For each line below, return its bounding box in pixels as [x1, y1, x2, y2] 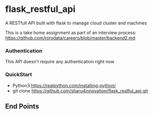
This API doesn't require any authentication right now [5, 59, 115, 65]
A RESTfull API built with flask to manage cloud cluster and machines [5, 20, 147, 26]
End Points [5, 102, 39, 111]
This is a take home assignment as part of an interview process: [5, 29, 137, 35]
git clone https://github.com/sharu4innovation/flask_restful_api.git [12, 88, 148, 94]
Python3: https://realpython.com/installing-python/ [12, 82, 116, 88]
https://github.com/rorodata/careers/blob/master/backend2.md [5, 35, 136, 41]
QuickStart [5, 71, 32, 78]
